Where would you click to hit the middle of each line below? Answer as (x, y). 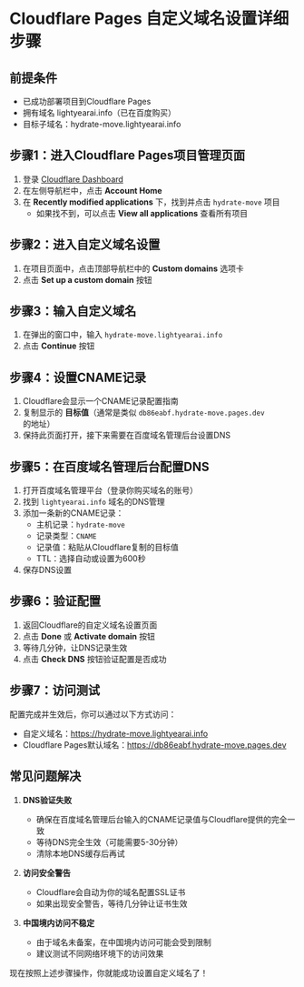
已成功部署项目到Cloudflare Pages (87, 101)
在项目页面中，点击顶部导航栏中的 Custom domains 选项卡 (133, 268)
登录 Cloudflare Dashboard (73, 179)
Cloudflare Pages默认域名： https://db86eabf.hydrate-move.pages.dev (154, 745)
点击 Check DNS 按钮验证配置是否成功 (94, 659)
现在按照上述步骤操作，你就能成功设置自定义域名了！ (109, 972)
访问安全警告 (46, 872)
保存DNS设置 (47, 570)
